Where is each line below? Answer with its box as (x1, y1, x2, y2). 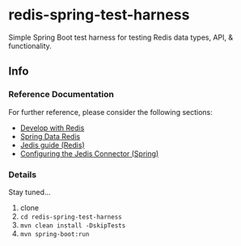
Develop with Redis (19, 123, 85, 133)
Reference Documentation (8, 89, 115, 100)
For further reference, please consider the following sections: (8, 107, 213, 117)
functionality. (8, 40, 53, 50)
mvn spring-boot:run (19, 230, 90, 238)
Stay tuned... (8, 187, 51, 197)
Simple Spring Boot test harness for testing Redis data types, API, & (8, 32, 234, 42)
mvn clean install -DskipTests (19, 221, 126, 230)
